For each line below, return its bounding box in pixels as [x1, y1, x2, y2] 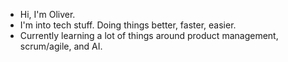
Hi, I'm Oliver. [19, 9, 76, 20]
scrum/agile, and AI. [19, 40, 103, 52]
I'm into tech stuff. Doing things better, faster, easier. [19, 19, 237, 31]
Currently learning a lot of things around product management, [19, 30, 279, 41]
